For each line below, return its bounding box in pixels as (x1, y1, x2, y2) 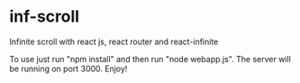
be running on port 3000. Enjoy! (9, 63, 128, 74)
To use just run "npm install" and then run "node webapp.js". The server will (9, 53, 291, 64)
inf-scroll (9, 6, 79, 27)
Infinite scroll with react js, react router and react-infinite (9, 36, 219, 47)
